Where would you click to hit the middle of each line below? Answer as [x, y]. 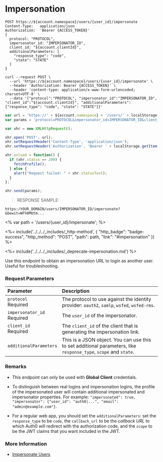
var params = [18, 120]
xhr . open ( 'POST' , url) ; [29, 137]
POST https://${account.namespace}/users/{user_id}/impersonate [71, 22]
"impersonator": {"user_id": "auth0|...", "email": [65, 401]
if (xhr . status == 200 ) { [36, 160]
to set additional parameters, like [99, 346]
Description [76, 291]
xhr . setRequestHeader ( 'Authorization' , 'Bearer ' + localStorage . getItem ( [82, 147]
